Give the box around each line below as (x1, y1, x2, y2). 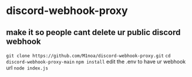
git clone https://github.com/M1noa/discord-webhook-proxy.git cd (6, 53, 171, 59)
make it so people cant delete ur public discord (6, 27, 181, 37)
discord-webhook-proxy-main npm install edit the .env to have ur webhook (6, 58, 186, 65)
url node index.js (6, 64, 49, 71)
